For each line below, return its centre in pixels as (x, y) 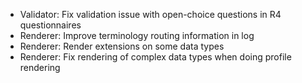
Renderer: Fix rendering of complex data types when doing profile (155, 57)
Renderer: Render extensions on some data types (122, 46)
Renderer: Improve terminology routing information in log (137, 35)
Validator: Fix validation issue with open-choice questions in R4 (150, 14)
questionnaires (50, 25)
